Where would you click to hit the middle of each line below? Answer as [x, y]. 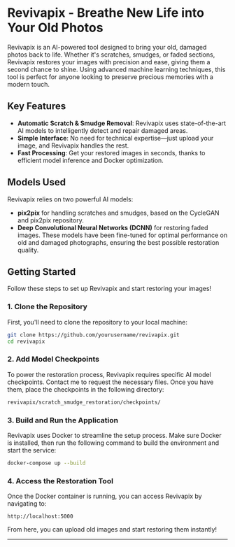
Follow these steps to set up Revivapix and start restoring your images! [109, 289]
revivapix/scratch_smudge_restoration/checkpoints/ [84, 402]
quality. [28, 250]
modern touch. [29, 84]
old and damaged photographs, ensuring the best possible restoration [118, 242]
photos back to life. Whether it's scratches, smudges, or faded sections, [111, 55]
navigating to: [27, 504]
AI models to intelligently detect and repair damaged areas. [102, 130]
